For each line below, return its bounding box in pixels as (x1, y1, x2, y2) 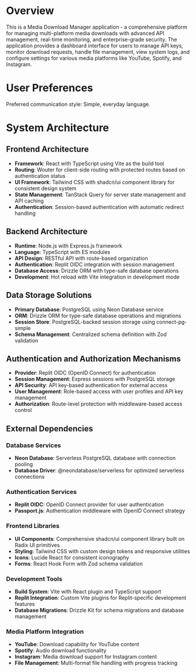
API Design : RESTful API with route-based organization (14, 255, 148, 262)
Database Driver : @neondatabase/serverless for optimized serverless (14, 467, 184, 474)
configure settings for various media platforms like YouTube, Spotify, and (6, 54, 182, 61)
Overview (6, 4, 54, 18)
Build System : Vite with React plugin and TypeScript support (14, 588, 161, 595)
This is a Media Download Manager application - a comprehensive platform (6, 23, 188, 30)
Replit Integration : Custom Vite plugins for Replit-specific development (14, 594, 187, 601)
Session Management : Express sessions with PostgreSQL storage (14, 376, 176, 383)
